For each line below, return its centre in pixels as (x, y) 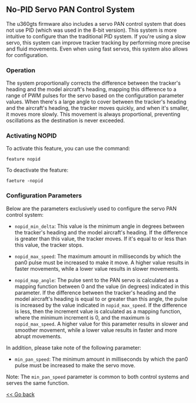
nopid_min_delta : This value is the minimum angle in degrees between (99, 226)
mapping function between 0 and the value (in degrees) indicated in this (102, 286)
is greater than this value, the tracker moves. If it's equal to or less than (100, 239)
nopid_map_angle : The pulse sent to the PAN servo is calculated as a (97, 280)
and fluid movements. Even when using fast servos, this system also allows (97, 49)
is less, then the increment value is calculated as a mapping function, (98, 311)
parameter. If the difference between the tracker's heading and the (95, 293)
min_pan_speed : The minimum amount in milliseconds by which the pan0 (101, 359)
